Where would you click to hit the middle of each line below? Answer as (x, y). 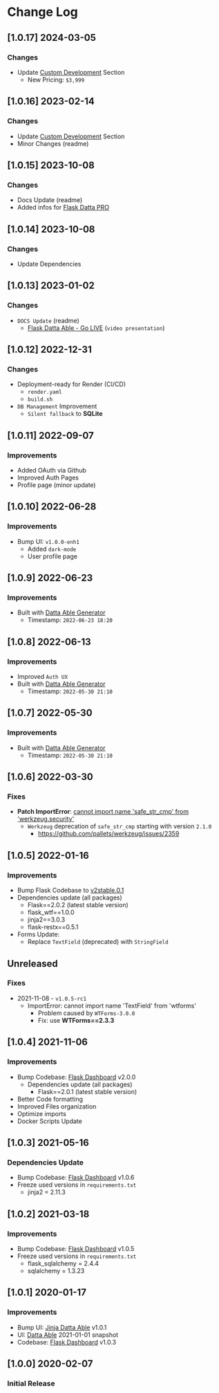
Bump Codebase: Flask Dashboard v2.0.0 (76, 1077)
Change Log (42, 12)
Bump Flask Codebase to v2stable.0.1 (70, 891)
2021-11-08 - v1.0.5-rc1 (52, 998)
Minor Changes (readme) (53, 143)
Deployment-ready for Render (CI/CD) (72, 384)
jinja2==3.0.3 (46, 920)
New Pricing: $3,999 (56, 80)
